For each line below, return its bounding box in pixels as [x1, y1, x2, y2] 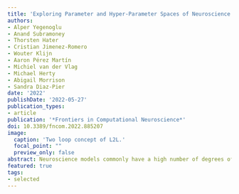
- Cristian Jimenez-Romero [7, 43, 87, 50]
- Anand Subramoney [7, 30, 65, 38]
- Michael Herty [7, 70, 55, 77]
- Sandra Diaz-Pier [7, 83, 65, 90]
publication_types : [7, 103, 65, 110]
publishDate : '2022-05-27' [7, 97, 87, 104]
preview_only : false [14, 149, 75, 156]
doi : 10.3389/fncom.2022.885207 [7, 122, 103, 130]
